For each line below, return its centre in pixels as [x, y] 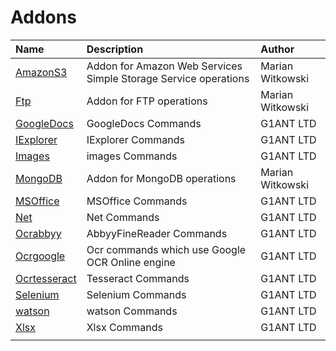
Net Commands [123, 217]
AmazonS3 [41, 72]
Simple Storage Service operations [168, 78]
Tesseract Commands [138, 278]
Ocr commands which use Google [166, 249]
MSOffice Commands [137, 201]
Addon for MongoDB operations [161, 178]
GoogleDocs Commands [144, 123]
